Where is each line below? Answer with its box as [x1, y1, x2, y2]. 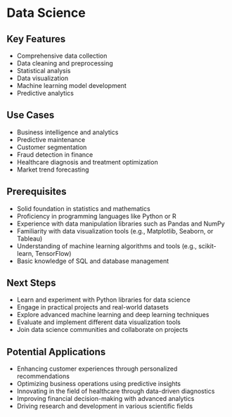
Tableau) [16, 234, 43, 243]
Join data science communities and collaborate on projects [16, 326, 188, 334]
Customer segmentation [16, 143, 87, 151]
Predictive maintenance [16, 135, 86, 143]
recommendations [16, 372, 70, 380]
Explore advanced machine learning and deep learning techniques [16, 311, 210, 319]
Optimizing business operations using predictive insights [16, 380, 181, 388]
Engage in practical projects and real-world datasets [16, 303, 169, 312]
